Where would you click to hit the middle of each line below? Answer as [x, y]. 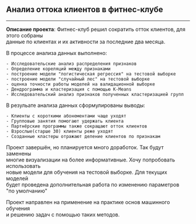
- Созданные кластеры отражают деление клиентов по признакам [83, 136]
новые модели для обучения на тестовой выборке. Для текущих [87, 172]
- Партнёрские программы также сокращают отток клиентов [77, 126]
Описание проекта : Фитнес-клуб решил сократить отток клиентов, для [96, 29]
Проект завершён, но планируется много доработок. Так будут [85, 147]
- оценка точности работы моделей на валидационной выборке [81, 84]
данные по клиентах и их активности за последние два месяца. [86, 42]
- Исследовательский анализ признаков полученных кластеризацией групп [95, 94]
